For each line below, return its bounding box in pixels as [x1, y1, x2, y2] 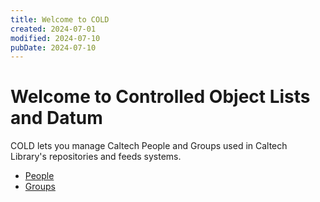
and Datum [10, 107, 103, 130]
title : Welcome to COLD [10, 14, 110, 25]
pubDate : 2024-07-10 [10, 42, 97, 53]
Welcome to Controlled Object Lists [10, 86, 311, 108]
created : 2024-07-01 [10, 24, 97, 34]
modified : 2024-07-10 [10, 33, 101, 43]
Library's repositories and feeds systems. [10, 151, 182, 163]
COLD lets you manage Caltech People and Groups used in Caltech [10, 140, 288, 152]
